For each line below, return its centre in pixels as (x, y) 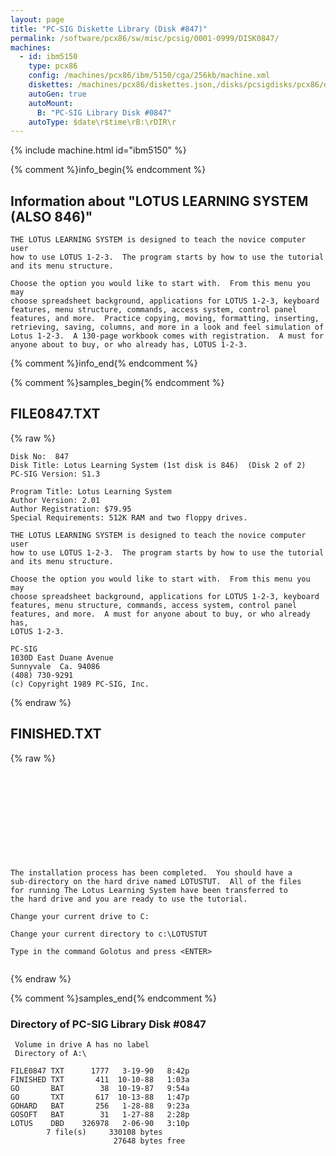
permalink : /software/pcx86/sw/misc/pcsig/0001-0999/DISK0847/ (145, 38)
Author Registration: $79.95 (71, 509)
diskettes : (51, 85)
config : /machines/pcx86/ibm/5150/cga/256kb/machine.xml (149, 76)
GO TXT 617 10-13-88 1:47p (100, 1097)
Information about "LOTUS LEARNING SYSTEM (159, 201)
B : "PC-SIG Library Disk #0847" (104, 112)
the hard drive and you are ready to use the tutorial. (129, 899)
